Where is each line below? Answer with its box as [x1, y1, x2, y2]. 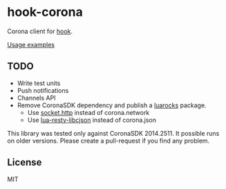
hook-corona [7, 4, 83, 20]
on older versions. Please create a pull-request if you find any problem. [7, 136, 210, 145]
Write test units [17, 79, 61, 87]
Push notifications [17, 86, 69, 94]
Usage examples [7, 40, 55, 48]
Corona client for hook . [7, 27, 73, 35]
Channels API [17, 93, 56, 102]
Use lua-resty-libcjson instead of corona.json [27, 116, 157, 124]
